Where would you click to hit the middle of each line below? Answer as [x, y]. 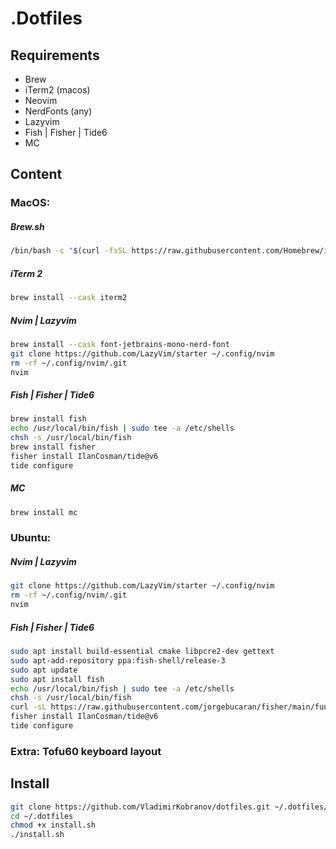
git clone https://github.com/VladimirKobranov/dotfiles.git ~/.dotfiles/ [169, 807]
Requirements [55, 55]
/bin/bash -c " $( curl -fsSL [69, 251]
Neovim [41, 100]
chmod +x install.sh [53, 825]
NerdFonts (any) [58, 111]
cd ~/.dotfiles [42, 816]
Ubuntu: [31, 538]
